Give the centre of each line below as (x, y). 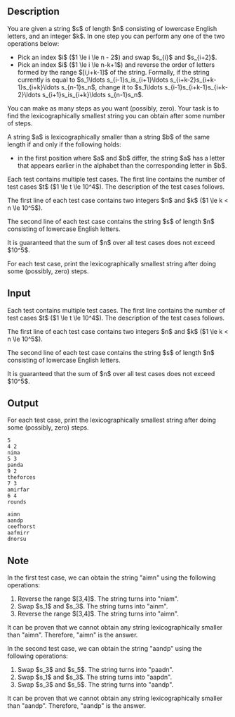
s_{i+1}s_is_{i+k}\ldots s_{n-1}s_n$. (93, 94)
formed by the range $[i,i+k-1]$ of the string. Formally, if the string (113, 72)
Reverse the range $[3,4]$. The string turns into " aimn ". (98, 614)
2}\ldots (29, 94)
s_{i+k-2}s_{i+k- (193, 80)
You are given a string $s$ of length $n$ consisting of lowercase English (112, 28)
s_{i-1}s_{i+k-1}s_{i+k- (196, 87)
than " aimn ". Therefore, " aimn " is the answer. (73, 635)
